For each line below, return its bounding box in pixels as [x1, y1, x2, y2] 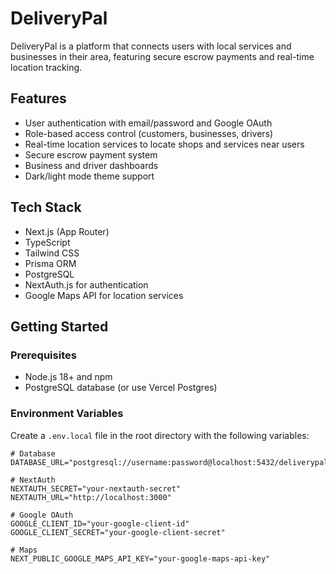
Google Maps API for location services [24, 289, 184, 301]
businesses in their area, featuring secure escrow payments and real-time [10, 50, 315, 62]
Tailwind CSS [24, 247, 80, 259]
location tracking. [10, 61, 83, 73]
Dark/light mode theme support [24, 170, 155, 182]
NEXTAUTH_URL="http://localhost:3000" [10, 492, 172, 502]
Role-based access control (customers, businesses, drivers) [24, 127, 274, 139]
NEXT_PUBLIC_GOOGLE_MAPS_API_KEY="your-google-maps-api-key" [10, 553, 271, 564]
